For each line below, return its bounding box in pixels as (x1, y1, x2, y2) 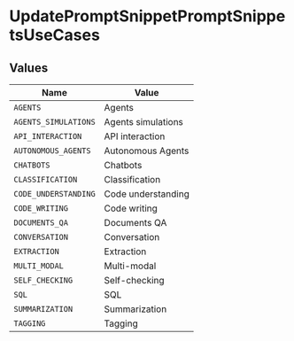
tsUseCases (9, 25, 100, 45)
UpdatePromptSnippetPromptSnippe (9, 6, 286, 27)
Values (9, 60, 49, 75)
